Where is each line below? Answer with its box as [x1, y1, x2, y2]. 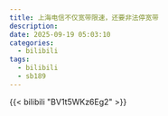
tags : [9, 55, 30, 64]
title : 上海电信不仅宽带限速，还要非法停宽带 [9, 13, 160, 22]
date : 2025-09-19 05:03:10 [9, 30, 111, 39]
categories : [9, 38, 54, 48]
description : [9, 22, 59, 31]
